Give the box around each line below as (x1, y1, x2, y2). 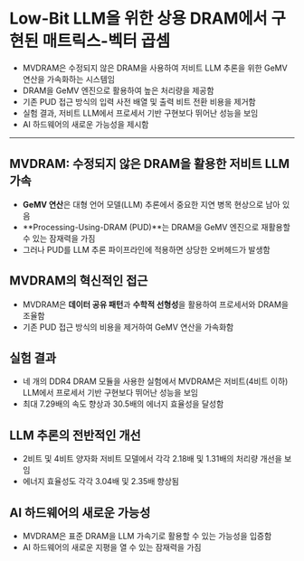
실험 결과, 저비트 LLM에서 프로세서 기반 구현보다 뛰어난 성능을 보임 (22, 108, 259, 118)
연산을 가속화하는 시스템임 (22, 73, 116, 84)
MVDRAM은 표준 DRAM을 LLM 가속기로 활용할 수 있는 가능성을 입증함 (22, 530, 272, 541)
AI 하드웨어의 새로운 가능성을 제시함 (22, 118, 149, 129)
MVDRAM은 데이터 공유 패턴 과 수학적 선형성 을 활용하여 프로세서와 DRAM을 (22, 299, 290, 310)
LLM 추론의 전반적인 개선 (9, 427, 142, 443)
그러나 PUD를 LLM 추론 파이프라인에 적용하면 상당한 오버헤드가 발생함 (22, 244, 271, 255)
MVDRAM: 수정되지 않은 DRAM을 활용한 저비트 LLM (9, 156, 290, 172)
